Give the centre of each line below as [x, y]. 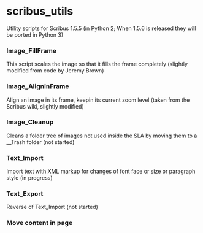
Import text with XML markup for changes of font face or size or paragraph [101, 171]
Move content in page [40, 223]
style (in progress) [30, 178]
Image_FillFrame [32, 50]
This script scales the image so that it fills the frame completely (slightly [97, 64]
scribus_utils [40, 11]
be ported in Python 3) [35, 34]
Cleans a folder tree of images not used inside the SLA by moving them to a [102, 136]
